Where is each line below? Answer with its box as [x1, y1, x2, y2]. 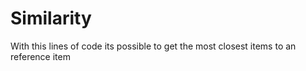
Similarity [10, 7, 92, 30]
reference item [10, 50, 71, 62]
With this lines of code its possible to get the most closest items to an [10, 40, 297, 52]
